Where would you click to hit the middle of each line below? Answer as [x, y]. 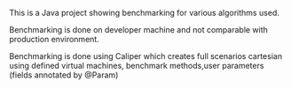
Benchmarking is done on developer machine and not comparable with [139, 30]
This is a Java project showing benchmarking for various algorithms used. [144, 13]
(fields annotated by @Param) [64, 75]
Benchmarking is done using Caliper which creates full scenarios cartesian [145, 56]
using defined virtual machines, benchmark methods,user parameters [137, 66]
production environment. [54, 39]
